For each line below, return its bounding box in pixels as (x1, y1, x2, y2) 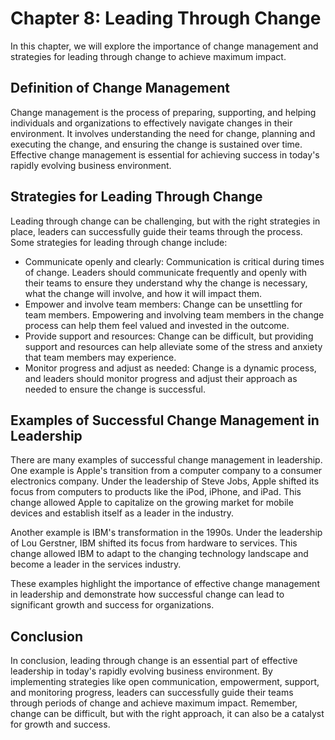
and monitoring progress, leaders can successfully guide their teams (10, 687, 294, 699)
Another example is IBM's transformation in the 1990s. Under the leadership (10, 527, 323, 539)
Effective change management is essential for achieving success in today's (10, 148, 320, 161)
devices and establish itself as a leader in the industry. (10, 507, 235, 519)
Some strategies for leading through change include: (10, 236, 228, 248)
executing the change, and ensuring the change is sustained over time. (10, 138, 303, 150)
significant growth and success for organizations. (10, 599, 215, 611)
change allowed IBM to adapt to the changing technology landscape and (10, 548, 309, 560)
